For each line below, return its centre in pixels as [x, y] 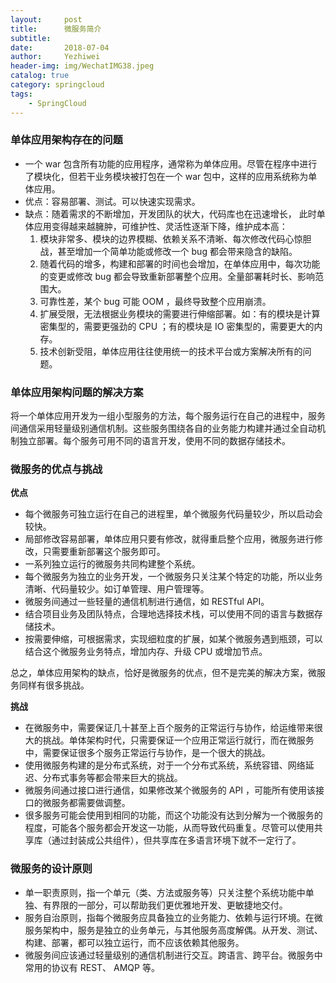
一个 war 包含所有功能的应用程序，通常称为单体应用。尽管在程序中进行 [171, 163]
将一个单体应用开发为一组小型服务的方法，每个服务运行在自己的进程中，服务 [168, 416]
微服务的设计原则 [51, 869]
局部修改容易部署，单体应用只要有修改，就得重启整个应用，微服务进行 [169, 539]
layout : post [46, 19]
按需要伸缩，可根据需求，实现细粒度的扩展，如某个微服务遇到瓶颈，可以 [173, 639]
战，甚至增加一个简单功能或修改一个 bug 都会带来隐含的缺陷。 [168, 251]
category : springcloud [57, 85]
